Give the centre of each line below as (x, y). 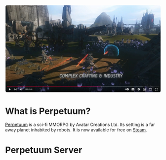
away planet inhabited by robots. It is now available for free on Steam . (76, 130)
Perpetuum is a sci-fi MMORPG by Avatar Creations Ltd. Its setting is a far (80, 125)
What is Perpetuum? (48, 111)
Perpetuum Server (44, 150)
